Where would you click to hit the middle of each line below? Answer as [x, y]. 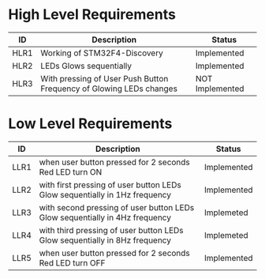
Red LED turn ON [71, 172]
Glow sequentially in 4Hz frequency [105, 217]
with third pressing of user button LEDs [111, 230]
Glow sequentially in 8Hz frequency [105, 240]
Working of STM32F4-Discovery [102, 53]
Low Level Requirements [90, 124]
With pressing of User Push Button [105, 78]
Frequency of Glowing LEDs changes [109, 89]
